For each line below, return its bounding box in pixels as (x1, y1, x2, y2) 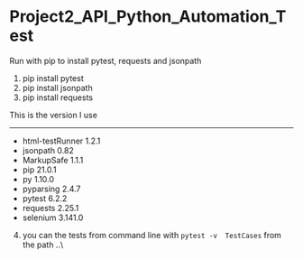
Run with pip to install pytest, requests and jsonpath (9, 55, 202, 66)
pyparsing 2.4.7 (22, 183, 81, 194)
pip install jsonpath (22, 82, 93, 93)
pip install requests (22, 92, 93, 103)
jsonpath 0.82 (22, 144, 75, 155)
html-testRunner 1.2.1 (22, 135, 101, 146)
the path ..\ (22, 239, 64, 250)
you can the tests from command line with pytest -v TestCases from (22, 229, 282, 240)
